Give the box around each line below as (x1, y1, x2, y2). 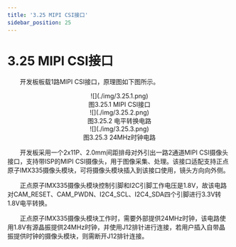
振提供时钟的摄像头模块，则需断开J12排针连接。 (7, 232, 149, 241)
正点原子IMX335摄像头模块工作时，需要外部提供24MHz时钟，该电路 (20, 214, 220, 223)
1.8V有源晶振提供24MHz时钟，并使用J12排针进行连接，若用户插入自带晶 (13, 223, 226, 231)
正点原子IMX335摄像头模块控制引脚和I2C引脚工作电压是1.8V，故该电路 (20, 182, 227, 190)
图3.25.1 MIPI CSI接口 (88, 100, 151, 109)
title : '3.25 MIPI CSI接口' (7, 11, 89, 19)
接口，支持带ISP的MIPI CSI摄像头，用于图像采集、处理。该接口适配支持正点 (7, 157, 229, 166)
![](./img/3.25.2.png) (90, 108, 149, 117)
